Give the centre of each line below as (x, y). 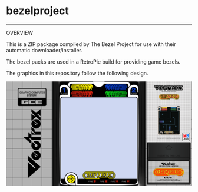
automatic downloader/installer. (44, 50)
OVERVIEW (20, 32)
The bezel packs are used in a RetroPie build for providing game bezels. (93, 62)
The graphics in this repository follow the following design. (77, 73)
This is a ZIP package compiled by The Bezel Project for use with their (91, 44)
